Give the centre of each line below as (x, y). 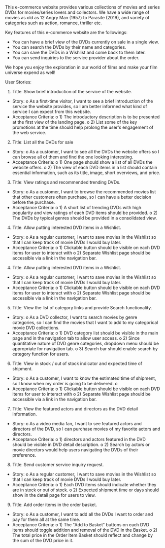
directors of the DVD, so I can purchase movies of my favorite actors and (86, 429)
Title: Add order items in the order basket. (55, 505)
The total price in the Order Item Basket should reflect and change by (82, 535)
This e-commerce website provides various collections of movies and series (82, 7)
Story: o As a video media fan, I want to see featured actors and (77, 423)
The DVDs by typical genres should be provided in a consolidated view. (84, 218)
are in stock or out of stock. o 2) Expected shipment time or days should (85, 490)
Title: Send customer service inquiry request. (58, 465)
